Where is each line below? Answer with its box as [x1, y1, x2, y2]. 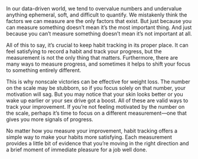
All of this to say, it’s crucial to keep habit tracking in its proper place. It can [6, 41, 189, 48]
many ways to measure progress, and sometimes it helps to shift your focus [6, 60, 191, 67]
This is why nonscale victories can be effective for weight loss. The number [6, 78, 190, 85]
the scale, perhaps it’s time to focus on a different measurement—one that [6, 109, 187, 116]
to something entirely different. [6, 67, 82, 73]
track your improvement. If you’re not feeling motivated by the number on [6, 103, 185, 110]
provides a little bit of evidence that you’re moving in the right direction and [6, 140, 189, 147]
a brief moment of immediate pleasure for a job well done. [6, 146, 148, 153]
